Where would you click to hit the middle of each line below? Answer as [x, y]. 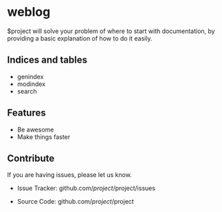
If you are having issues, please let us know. [69, 175]
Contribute [31, 158]
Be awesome [35, 129]
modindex [31, 84]
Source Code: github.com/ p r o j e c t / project [75, 202]
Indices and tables [47, 60]
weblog [29, 12]
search [27, 91]
